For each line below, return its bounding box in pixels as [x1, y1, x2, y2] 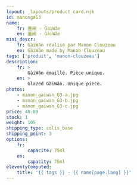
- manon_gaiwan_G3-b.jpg [17, 97, 79, 103]
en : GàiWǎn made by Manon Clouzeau [17, 48, 105, 54]
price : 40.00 [6, 109, 39, 115]
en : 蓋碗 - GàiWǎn [17, 31, 61, 37]
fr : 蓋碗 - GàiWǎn [17, 25, 61, 32]
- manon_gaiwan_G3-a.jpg [17, 92, 79, 98]
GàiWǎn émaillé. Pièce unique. [27, 70, 105, 76]
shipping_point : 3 [6, 131, 52, 137]
